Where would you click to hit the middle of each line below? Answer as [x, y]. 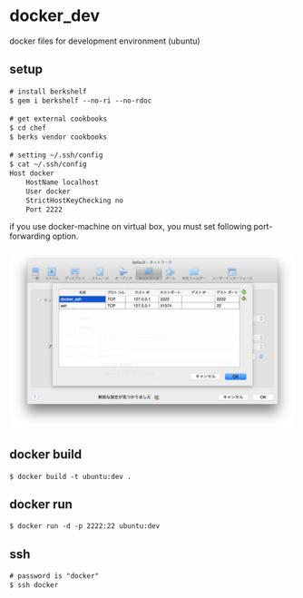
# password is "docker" [54, 576]
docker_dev [54, 16]
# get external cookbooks [58, 119]
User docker [48, 191]
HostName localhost [63, 182]
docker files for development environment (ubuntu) [105, 41]
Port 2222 [44, 210]
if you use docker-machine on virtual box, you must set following [131, 226]
